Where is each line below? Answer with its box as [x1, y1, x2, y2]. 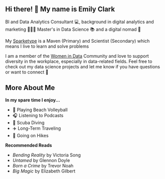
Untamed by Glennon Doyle [12, 157, 70, 163]
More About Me [5, 83, 55, 92]
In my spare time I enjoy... [5, 97, 60, 103]
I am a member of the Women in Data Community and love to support [5, 53, 149, 59]
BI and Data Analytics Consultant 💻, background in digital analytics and [5, 19, 154, 25]
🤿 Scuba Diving [12, 119, 45, 126]
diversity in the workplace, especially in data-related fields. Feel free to [5, 58, 152, 64]
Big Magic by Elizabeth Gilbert [12, 168, 75, 174]
